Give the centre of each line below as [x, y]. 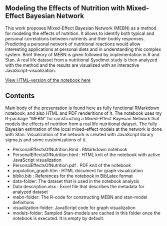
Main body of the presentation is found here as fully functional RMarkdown [82, 108]
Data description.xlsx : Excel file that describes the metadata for [78, 186]
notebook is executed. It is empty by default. [58, 218]
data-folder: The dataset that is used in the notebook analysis [76, 181]
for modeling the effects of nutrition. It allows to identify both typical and [80, 33]
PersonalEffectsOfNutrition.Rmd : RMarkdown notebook [70, 149]
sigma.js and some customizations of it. [46, 140]
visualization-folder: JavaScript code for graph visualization [74, 208]
